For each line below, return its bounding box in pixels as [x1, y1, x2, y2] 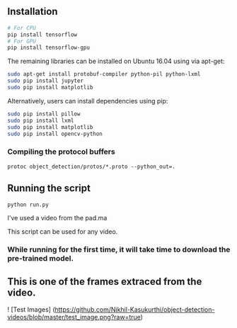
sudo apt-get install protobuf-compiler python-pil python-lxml [7, 71, 201, 78]
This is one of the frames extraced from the [7, 276, 202, 288]
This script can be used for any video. [7, 227, 118, 236]
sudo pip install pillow [7, 110, 81, 118]
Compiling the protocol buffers [7, 147, 115, 157]
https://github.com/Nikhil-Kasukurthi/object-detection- [54, 305, 215, 314]
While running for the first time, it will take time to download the [7, 244, 231, 254]
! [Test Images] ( [7, 305, 55, 314]
